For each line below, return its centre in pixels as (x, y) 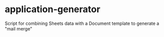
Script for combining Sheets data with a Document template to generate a (82, 23)
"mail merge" (19, 28)
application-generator (52, 9)
